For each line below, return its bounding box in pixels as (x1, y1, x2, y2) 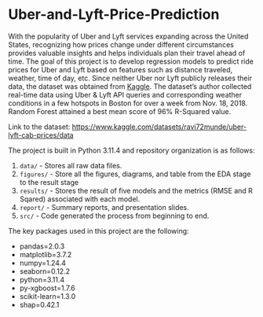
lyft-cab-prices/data (8, 130, 74, 139)
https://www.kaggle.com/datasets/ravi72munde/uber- (71, 122, 247, 131)
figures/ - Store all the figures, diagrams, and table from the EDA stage (19, 169, 251, 179)
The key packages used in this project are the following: (8, 226, 190, 235)
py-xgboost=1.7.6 (19, 283, 76, 293)
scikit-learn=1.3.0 (19, 291, 76, 300)
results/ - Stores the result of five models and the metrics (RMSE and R (19, 186, 254, 195)
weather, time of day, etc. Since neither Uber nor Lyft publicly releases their (8, 73, 253, 83)
